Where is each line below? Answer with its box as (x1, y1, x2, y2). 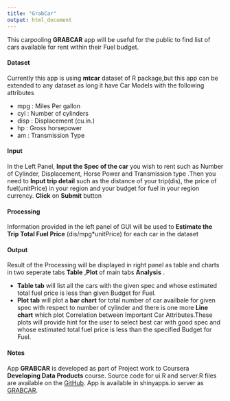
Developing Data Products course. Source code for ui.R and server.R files (7, 371, 217, 380)
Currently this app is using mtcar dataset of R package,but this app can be (7, 74, 218, 82)
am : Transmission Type (16, 131, 85, 139)
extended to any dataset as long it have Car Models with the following (7, 81, 205, 90)
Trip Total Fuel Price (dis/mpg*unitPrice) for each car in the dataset (7, 230, 199, 238)
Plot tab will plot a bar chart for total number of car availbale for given (16, 296, 216, 305)
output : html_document (7, 17, 72, 23)
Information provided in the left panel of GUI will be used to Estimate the (7, 223, 213, 231)
